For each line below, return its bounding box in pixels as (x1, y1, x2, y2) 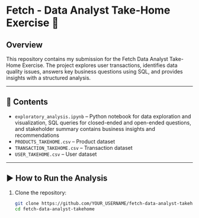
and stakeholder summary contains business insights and (14, 125, 155, 132)
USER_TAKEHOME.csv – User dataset (14, 150, 97, 158)
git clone (14, 200, 40, 206)
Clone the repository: (14, 189, 67, 196)
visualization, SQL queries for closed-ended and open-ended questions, (14, 119, 191, 126)
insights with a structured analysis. (6, 75, 91, 81)
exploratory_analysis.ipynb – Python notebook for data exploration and (14, 113, 191, 120)
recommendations (14, 132, 59, 139)
